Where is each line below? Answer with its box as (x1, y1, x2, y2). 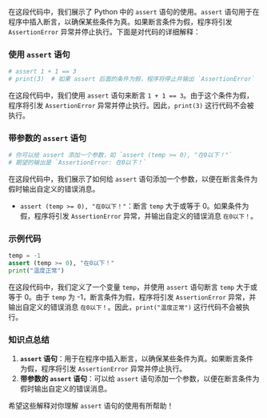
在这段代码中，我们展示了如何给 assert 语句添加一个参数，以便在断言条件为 (8, 175, 258, 184)
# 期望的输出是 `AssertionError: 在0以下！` (8, 159, 147, 167)
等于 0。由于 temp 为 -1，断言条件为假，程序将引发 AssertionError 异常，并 (8, 292, 257, 302)
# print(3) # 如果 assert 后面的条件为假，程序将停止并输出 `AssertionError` (8, 75, 256, 83)
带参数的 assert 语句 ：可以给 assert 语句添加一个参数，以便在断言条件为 (19, 374, 260, 384)
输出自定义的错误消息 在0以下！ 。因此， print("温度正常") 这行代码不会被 (8, 303, 243, 312)
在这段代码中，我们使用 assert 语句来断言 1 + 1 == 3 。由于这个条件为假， (8, 90, 254, 100)
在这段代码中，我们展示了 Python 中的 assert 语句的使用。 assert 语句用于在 (8, 7, 260, 16)
